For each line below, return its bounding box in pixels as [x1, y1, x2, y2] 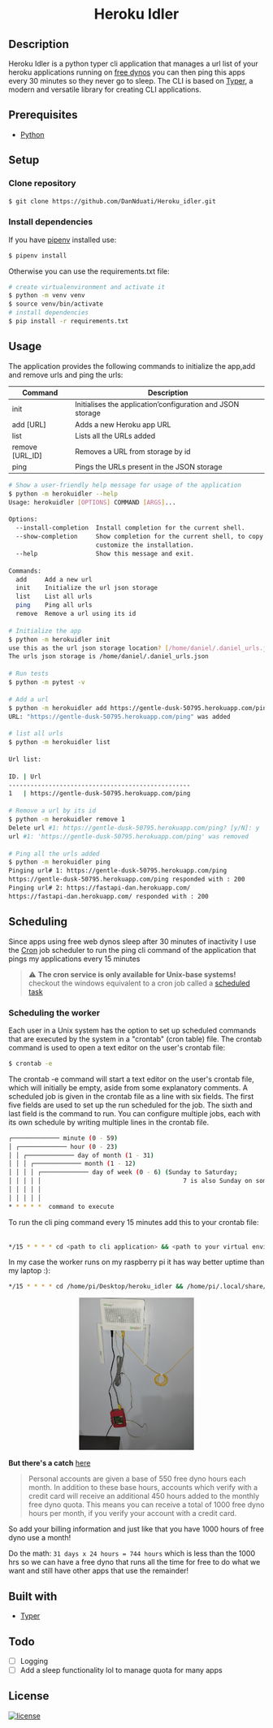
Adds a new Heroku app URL [75, 419, 171, 429]
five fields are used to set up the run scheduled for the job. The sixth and [8, 1100, 253, 1110]
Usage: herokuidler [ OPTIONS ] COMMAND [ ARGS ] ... [8, 498, 176, 506]
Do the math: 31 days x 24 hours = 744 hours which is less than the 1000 [8, 1548, 256, 1558]
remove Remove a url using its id [15, 610, 136, 618]
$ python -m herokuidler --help [8, 489, 118, 498]
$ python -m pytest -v [8, 678, 85, 686]
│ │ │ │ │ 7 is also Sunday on [8, 1177, 253, 1185]
